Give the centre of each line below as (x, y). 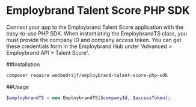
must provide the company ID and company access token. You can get (94, 40)
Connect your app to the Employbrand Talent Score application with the (95, 27)
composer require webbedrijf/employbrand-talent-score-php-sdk (87, 75)
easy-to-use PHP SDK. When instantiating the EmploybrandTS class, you (97, 33)
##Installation (23, 64)
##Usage (18, 87)
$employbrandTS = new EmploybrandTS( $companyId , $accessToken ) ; (88, 98)
